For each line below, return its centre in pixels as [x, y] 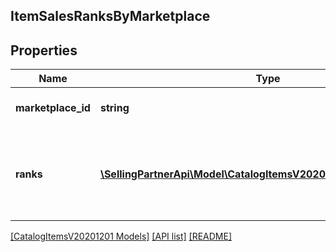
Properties [44, 50]
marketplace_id [53, 108]
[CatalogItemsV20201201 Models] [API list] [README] [121, 236]
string [114, 108]
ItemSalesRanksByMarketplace [110, 16]
